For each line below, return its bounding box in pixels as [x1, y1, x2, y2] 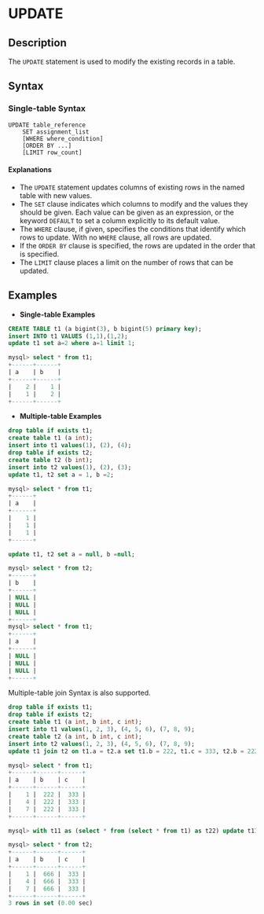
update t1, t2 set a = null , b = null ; [8, 550, 135, 558]
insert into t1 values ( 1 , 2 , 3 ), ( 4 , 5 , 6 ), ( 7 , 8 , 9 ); [8, 725, 195, 733]
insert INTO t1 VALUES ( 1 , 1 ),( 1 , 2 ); [8, 332, 128, 340]
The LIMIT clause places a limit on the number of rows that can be [19, 257, 234, 267]
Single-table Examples [19, 310, 96, 319]
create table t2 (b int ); [8, 456, 93, 464]
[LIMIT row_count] [22, 149, 82, 156]
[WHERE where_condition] [22, 134, 104, 142]
